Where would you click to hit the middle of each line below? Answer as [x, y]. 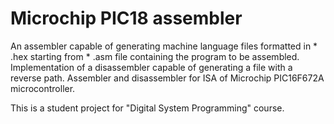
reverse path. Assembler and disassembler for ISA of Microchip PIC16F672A [167, 78]
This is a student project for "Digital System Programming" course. [147, 108]
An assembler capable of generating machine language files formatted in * [164, 46]
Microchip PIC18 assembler [126, 18]
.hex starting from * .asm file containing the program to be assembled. [155, 56]
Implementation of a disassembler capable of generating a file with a [151, 67]
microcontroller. [43, 88]
